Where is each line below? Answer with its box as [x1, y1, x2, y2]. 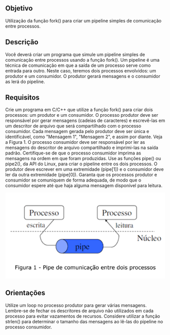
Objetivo [5, 4, 33, 13]
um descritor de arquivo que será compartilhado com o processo [5, 123, 142, 129]
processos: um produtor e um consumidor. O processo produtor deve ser [5, 112, 158, 118]
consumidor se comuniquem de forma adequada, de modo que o [5, 177, 142, 183]
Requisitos [5, 93, 40, 102]
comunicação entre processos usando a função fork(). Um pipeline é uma [5, 57, 160, 63]
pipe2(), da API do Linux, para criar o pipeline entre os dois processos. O [5, 161, 158, 167]
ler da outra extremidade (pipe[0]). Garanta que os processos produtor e [5, 172, 157, 178]
